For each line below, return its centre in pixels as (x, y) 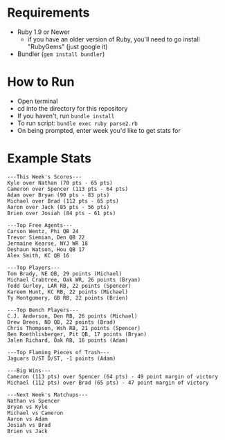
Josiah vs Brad (29, 425)
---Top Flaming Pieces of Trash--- (58, 352)
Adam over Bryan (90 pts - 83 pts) (58, 195)
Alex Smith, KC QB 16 (38, 255)
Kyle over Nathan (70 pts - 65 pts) (60, 183)
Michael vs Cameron (35, 413)
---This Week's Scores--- (44, 177)
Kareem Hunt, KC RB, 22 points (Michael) (68, 292)
